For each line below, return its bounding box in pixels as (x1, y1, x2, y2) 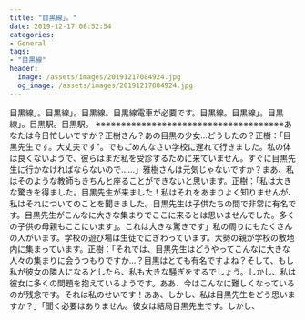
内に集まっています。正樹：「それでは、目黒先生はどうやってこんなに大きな (9, 243, 291, 255)
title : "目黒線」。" (9, 13, 77, 23)
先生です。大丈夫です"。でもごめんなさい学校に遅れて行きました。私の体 (16, 141, 291, 152)
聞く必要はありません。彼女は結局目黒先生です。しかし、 (45, 300, 260, 311)
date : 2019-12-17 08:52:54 (9, 22, 112, 31)
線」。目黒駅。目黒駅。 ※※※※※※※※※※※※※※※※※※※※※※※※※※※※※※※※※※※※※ (9, 118, 285, 129)
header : (9, 65, 39, 74)
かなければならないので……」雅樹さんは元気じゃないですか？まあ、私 (33, 164, 294, 175)
